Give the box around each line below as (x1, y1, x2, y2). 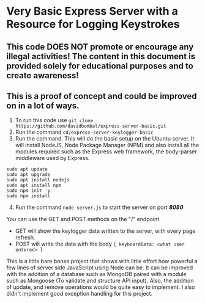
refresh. (15, 234, 35, 241)
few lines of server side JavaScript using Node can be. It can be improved (6, 264, 193, 271)
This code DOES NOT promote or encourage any (6, 42, 194, 52)
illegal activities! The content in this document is (6, 51, 196, 62)
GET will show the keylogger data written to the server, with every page (15, 227, 196, 235)
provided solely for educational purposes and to (6, 60, 194, 71)
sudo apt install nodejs (6, 177, 70, 183)
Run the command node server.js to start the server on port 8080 (15, 203, 184, 211)
